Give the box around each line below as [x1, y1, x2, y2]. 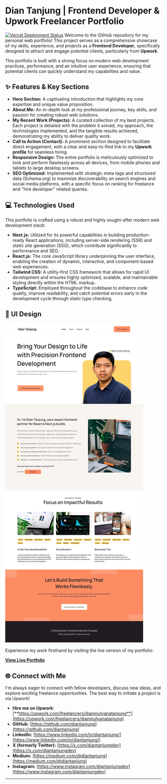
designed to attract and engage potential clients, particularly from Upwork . [5, 48, 159, 54]
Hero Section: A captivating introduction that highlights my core [12, 96, 144, 102]
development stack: [5, 222, 46, 228]
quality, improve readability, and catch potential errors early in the [12, 290, 148, 296]
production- [126, 232, 151, 238]
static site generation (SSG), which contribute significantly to [12, 242, 137, 248]
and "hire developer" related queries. [12, 186, 88, 192]
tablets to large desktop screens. [12, 165, 80, 171]
